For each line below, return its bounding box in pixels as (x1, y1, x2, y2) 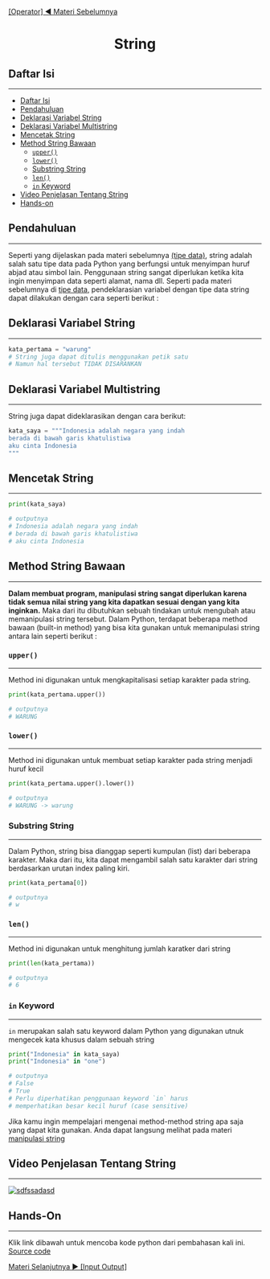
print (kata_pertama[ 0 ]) (8, 879, 88, 887)
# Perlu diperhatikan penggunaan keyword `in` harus (8, 1094, 189, 1102)
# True (8, 1087, 31, 1096)
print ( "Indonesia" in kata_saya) (8, 1050, 121, 1058)
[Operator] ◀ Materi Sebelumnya (8, 7, 118, 16)
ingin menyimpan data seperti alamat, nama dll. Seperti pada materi (8, 276, 232, 285)
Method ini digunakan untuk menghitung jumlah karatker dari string (8, 944, 231, 953)
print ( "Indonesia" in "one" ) (8, 1057, 106, 1066)
